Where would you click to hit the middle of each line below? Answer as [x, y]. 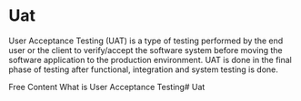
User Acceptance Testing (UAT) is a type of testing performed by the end [146, 41]
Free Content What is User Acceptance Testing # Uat [107, 87]
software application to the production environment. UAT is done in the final [150, 60]
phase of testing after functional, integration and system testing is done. [144, 69]
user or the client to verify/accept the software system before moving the [145, 50]
